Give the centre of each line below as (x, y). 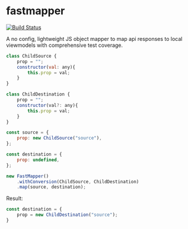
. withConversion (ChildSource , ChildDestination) (78, 182)
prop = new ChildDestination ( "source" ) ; (67, 215)
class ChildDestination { (38, 94)
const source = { (28, 133)
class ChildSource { (32, 56)
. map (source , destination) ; (51, 187)
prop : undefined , (38, 160)
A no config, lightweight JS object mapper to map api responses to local (94, 39)
